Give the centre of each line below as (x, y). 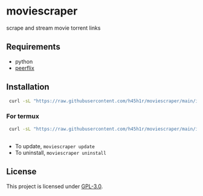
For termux (23, 116)
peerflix (24, 68)
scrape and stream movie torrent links (53, 28)
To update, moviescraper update (55, 146)
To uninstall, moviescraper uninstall (61, 153)
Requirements (33, 47)
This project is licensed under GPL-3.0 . (55, 186)
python (24, 61)
